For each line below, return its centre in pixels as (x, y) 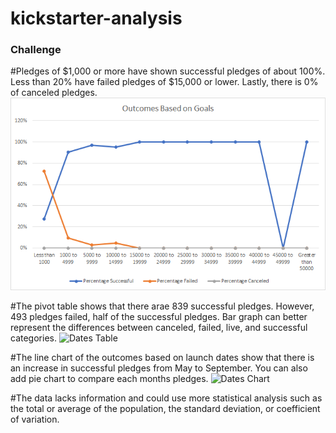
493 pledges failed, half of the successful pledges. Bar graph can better (159, 317)
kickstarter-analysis (96, 18)
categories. (33, 338)
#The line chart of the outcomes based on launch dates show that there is (162, 358)
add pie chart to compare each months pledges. (109, 379)
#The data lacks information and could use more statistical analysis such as (166, 398)
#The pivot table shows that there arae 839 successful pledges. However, (162, 306)
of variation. (35, 419)
